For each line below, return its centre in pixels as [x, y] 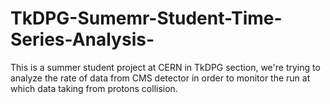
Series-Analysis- [82, 39]
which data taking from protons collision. [94, 88]
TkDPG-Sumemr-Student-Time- [146, 18]
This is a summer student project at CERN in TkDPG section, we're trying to [165, 67]
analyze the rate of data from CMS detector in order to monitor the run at [160, 78]
